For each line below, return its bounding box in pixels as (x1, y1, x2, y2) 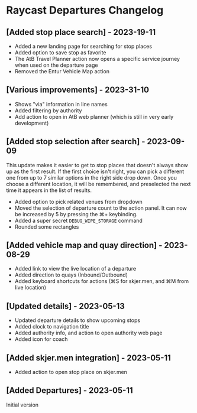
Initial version (6, 401, 39, 408)
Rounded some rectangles (14, 223, 79, 230)
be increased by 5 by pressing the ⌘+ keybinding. (14, 210, 138, 217)
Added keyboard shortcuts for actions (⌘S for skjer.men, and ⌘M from (14, 278, 189, 285)
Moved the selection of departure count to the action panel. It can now (14, 204, 188, 212)
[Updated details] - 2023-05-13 (6, 301, 125, 311)
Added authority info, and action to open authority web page (14, 329, 163, 337)
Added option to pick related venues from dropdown (14, 198, 143, 205)
